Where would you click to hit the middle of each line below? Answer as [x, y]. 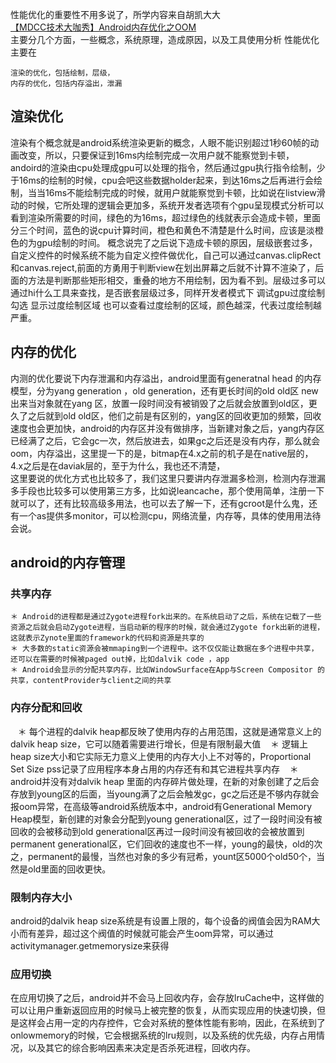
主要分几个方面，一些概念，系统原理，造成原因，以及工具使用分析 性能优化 [165, 39]
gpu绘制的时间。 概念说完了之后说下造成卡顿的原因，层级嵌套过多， [177, 242]
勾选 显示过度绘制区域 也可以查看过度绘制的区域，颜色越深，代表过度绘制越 [166, 305]
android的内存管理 [68, 563]
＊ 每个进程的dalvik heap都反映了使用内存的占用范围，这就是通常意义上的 [169, 731]
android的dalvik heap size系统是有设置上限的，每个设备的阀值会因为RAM [161, 920]
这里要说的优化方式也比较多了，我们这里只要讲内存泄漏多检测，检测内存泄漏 [168, 478]
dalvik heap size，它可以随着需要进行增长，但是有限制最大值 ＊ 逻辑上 [159, 744]
